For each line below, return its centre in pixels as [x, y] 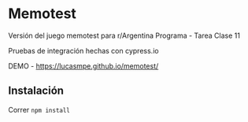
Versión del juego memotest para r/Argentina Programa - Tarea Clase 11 [124, 35]
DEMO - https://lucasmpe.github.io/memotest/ [83, 66]
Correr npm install [39, 109]
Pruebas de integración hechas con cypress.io [83, 50]
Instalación [36, 91]
